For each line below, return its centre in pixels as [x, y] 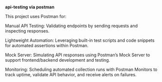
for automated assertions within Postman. [47, 45]
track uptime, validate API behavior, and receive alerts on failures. [71, 74]
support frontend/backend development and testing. [58, 60]
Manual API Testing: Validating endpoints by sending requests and [71, 26]
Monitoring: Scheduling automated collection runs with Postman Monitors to [81, 69]
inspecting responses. [27, 31]
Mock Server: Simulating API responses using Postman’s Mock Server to [78, 55]
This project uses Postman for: [36, 16]
